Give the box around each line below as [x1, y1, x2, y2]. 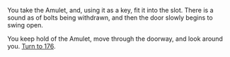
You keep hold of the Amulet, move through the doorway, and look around [7, 34, 223, 43]
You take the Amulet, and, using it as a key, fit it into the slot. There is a [7, 6, 214, 14]
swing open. [7, 21, 44, 29]
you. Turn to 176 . [7, 42, 56, 50]
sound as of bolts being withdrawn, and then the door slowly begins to [7, 13, 214, 22]
